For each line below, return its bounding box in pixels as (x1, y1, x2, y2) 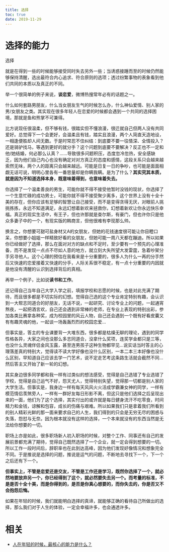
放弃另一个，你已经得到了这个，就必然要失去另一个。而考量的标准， (18, 475, 159, 481)
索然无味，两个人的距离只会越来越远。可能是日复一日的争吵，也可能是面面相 (5, 163, 164, 169)
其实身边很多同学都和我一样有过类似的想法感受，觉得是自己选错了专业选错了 (5, 372, 164, 378)
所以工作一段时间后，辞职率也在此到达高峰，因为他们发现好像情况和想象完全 (5, 445, 164, 451)
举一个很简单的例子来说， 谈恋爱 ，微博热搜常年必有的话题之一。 (5, 91, 137, 98)
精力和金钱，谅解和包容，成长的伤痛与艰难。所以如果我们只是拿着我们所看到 (5, 403, 164, 409)
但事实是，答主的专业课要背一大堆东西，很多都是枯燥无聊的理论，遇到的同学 (5, 330, 164, 336)
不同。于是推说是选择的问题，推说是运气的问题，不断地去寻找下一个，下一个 (5, 451, 164, 457)
